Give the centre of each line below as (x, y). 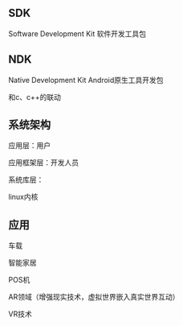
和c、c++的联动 (35, 97)
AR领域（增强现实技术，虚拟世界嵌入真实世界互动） (94, 297)
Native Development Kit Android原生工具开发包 (86, 80)
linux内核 (23, 197)
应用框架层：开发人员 (43, 163)
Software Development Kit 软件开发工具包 (77, 33)
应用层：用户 (29, 146)
